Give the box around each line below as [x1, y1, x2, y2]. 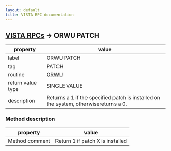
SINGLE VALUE [46, 82, 83, 89]
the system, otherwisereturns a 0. [46, 100, 127, 107]
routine [8, 71, 25, 78]
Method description [5, 115, 55, 123]
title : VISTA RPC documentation [5, 12, 74, 17]
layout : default [5, 7, 40, 13]
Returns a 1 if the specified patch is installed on [46, 94, 160, 101]
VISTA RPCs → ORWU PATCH [5, 31, 100, 40]
